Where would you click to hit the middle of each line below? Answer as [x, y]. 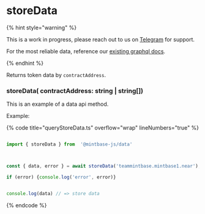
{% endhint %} [25, 63]
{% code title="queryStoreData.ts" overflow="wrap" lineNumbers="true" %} [103, 128]
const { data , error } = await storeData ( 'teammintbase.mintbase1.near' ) [102, 166]
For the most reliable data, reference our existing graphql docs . [86, 51]
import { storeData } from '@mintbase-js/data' [69, 144]
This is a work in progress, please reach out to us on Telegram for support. [100, 39]
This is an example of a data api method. [58, 104]
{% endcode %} [27, 205]
